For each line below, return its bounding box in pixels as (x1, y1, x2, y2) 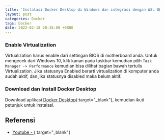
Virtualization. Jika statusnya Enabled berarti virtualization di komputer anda (5, 68, 159, 74)
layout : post (5, 12, 32, 17)
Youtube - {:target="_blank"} (12, 129, 71, 135)
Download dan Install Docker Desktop (5, 86, 97, 93)
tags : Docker (5, 21, 32, 26)
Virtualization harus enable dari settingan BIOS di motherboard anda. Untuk (5, 52, 158, 59)
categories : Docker (5, 16, 45, 21)
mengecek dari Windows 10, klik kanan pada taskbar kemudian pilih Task (5, 58, 152, 64)
